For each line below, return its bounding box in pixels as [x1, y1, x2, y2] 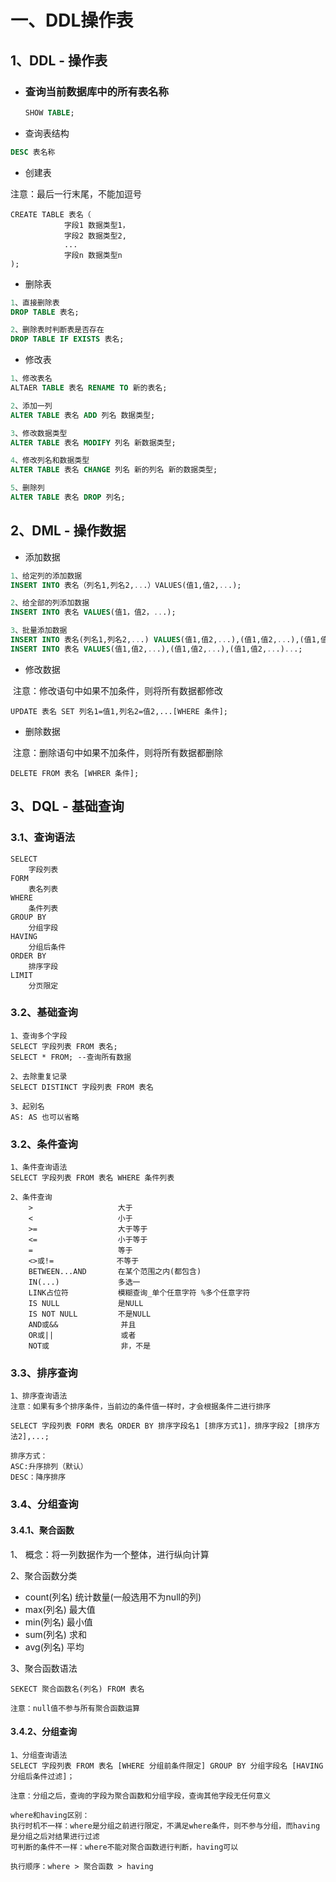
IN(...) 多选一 [28, 1277, 141, 1288]
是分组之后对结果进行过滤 [10, 1831, 100, 1841]
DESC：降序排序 [10, 1472, 67, 1483]
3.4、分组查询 [10, 1497, 79, 1511]
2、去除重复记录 [10, 1071, 68, 1081]
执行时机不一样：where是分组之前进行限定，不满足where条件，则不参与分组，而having [10, 1821, 321, 1831]
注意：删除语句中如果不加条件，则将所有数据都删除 [12, 746, 223, 758]
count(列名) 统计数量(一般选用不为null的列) [24, 1591, 202, 1603]
